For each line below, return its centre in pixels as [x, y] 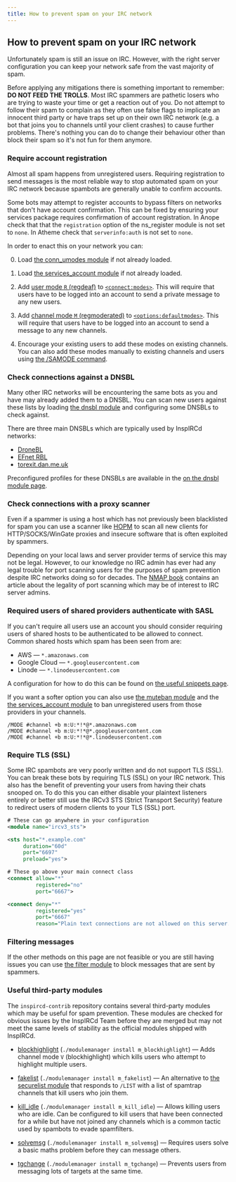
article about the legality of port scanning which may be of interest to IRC [113, 585]
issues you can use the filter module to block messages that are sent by [111, 965]
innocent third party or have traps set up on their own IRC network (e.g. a [113, 117]
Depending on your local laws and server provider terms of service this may [117, 555]
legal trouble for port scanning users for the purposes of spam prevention [114, 570]
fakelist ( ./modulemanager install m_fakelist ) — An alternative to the [118, 1078]
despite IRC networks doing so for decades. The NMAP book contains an [113, 578]
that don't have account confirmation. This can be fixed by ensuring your [113, 210]
